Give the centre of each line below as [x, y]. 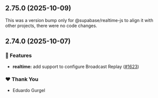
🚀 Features [19, 55]
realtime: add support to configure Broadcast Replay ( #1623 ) [76, 66]
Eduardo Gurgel [29, 90]
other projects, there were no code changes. [51, 25]
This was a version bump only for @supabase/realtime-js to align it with [79, 20]
